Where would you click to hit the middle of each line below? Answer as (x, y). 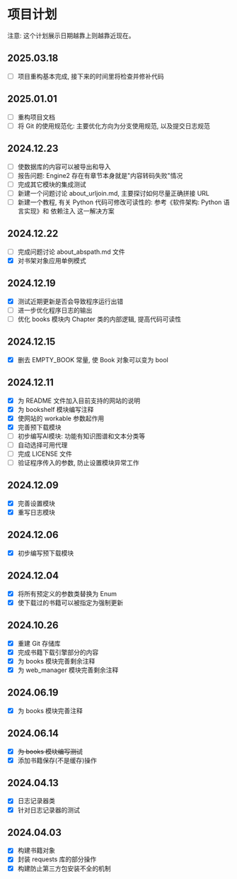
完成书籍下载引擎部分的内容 (58, 652)
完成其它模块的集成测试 (52, 184)
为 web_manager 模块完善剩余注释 (68, 670)
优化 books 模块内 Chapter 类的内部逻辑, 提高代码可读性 (99, 319)
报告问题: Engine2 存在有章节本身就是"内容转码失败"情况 (100, 175)
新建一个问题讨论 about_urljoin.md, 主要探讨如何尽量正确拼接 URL (114, 193)
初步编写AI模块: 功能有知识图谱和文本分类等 (81, 436)
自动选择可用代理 (42, 444)
